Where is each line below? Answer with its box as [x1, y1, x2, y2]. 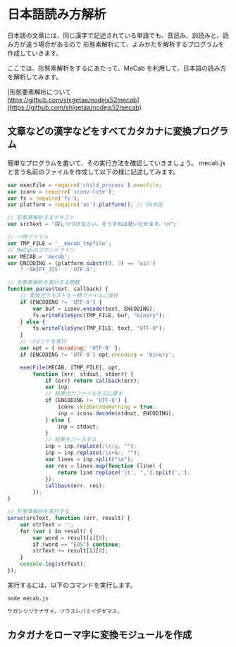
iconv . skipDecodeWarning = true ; [57, 403, 156, 410]
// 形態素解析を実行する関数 [7, 279, 80, 286]
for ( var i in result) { [20, 528, 93, 535]
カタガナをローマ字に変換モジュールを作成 [7, 629, 192, 641]
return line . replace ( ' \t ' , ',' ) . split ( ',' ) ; [57, 469, 191, 476]
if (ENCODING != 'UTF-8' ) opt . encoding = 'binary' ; [20, 351, 175, 358]
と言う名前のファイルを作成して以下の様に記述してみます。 [7, 167, 180, 176]
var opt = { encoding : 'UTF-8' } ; [20, 345, 121, 352]
